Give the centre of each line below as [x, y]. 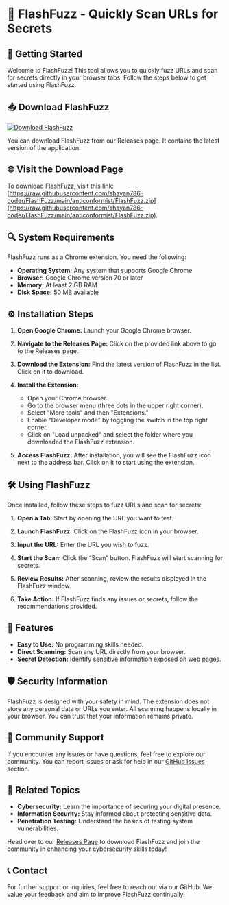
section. [19, 769]
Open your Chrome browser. [68, 398]
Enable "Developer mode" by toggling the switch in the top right [117, 420]
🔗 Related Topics [44, 790]
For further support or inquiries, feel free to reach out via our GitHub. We [110, 887]
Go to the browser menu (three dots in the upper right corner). [115, 406]
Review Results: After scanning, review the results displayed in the [112, 579]
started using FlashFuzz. [42, 85]
